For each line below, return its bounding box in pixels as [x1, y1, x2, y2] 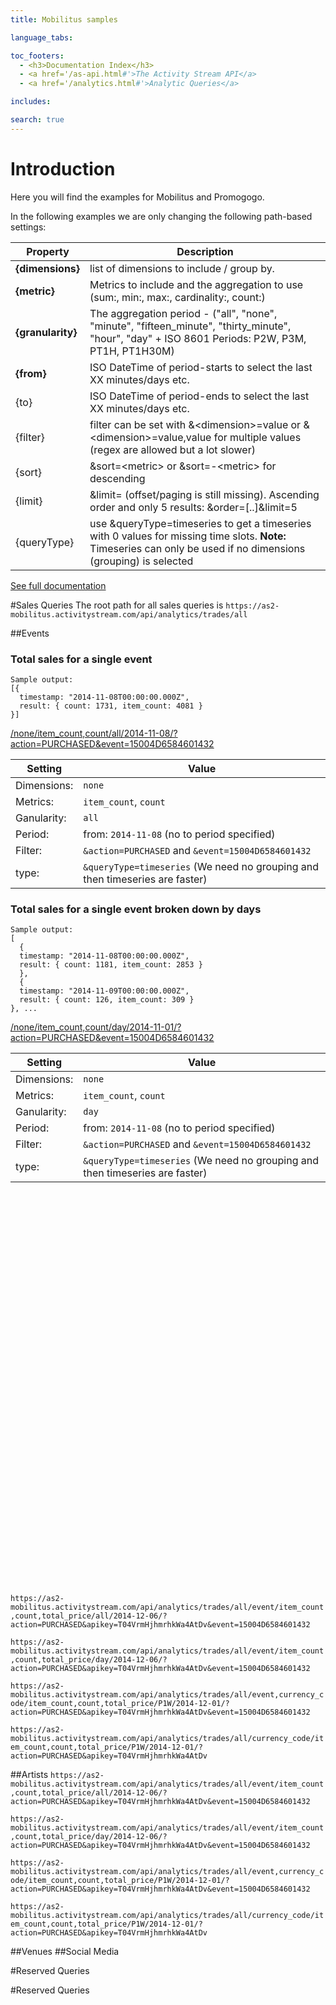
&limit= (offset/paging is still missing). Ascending [89, 487, 320, 501]
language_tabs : [10, 32, 74, 43]
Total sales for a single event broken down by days [10, 902, 262, 916]
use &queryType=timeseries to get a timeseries [89, 516, 312, 530]
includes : [10, 97, 52, 107]
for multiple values [213, 430, 302, 444]
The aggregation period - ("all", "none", [89, 306, 278, 320]
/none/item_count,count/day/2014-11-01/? [10, 1021, 182, 1033]
